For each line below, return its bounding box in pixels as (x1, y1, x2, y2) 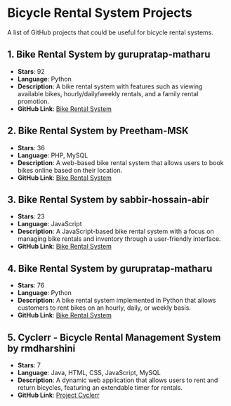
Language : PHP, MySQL (17, 151, 88, 159)
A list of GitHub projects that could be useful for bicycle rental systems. (7, 28, 214, 37)
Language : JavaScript (17, 220, 82, 228)
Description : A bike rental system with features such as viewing (17, 82, 203, 91)
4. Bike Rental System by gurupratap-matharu (7, 262, 213, 275)
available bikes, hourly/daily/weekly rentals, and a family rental (17, 89, 199, 98)
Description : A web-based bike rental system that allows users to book (17, 158, 224, 166)
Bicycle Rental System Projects (7, 5, 193, 21)
